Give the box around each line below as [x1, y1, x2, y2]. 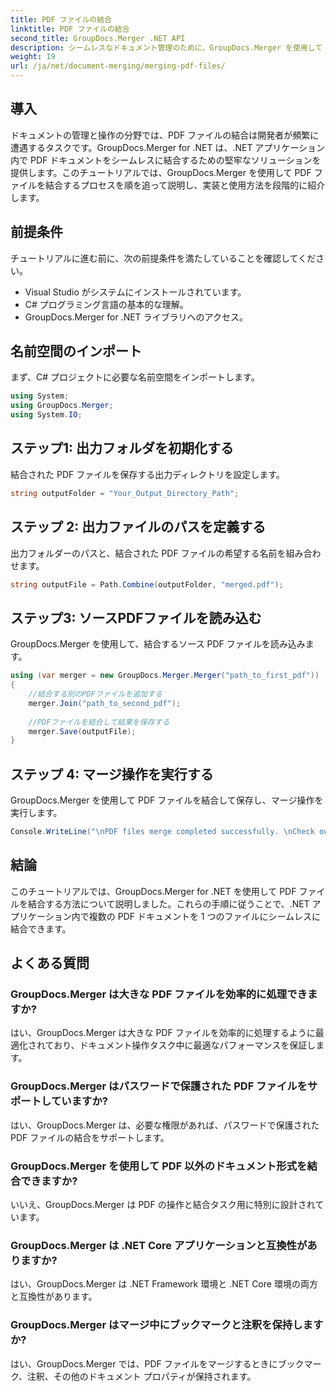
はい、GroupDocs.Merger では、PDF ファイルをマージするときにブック [10, 1357, 305, 1370]
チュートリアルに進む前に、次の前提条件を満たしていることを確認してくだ [10, 252, 317, 264]
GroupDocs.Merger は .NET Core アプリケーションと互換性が [10, 1238, 308, 1252]
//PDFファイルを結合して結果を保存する [28, 717, 170, 727]
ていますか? [50, 1094, 108, 1108]
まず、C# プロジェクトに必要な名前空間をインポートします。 [10, 371, 260, 383]
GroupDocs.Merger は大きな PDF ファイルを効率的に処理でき [10, 987, 308, 1001]
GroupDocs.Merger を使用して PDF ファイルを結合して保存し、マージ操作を [10, 794, 324, 806]
